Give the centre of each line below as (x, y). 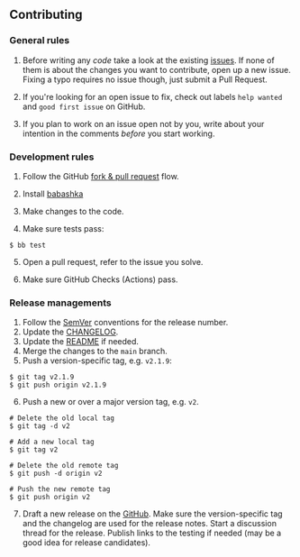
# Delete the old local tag (62, 418)
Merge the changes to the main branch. (95, 352)
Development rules (52, 157)
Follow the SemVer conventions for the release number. (125, 323)
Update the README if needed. (81, 342)
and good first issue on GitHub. (84, 106)
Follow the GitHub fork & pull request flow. (100, 176)
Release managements (60, 303)
